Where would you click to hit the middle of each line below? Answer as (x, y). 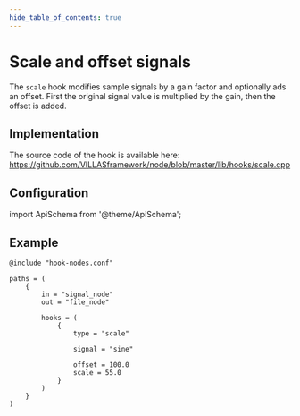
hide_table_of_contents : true (66, 17)
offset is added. (38, 106)
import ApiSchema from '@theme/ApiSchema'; (96, 215)
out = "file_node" (75, 302)
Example (34, 242)
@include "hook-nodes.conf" (62, 263)
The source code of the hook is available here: (95, 155)
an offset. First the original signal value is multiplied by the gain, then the (142, 96)
